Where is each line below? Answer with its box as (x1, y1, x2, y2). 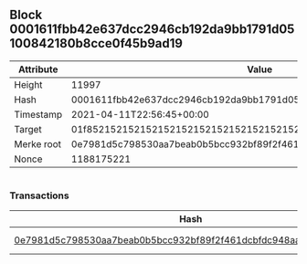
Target (14, 122, 43, 135)
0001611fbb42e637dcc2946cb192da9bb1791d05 (9, 22, 295, 37)
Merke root (14, 137, 62, 150)
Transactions (9, 189, 70, 202)
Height (14, 78, 43, 90)
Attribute (17, 63, 58, 76)
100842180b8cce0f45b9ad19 (9, 36, 183, 51)
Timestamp (14, 108, 63, 121)
